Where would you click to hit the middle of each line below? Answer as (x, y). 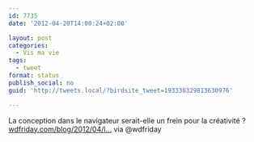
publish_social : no (41, 83)
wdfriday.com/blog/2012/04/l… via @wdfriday (85, 129)
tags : (17, 61)
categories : (28, 45)
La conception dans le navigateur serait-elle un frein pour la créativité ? (127, 120)
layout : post (30, 38)
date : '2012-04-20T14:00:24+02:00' (68, 23)
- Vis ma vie (38, 53)
